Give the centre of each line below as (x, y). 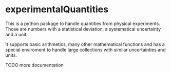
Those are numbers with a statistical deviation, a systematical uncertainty (83, 29)
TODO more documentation (34, 65)
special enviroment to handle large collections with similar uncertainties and (85, 50)
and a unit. (16, 34)
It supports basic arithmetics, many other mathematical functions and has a (85, 44)
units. (11, 55)
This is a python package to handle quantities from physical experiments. (83, 23)
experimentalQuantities (57, 9)
